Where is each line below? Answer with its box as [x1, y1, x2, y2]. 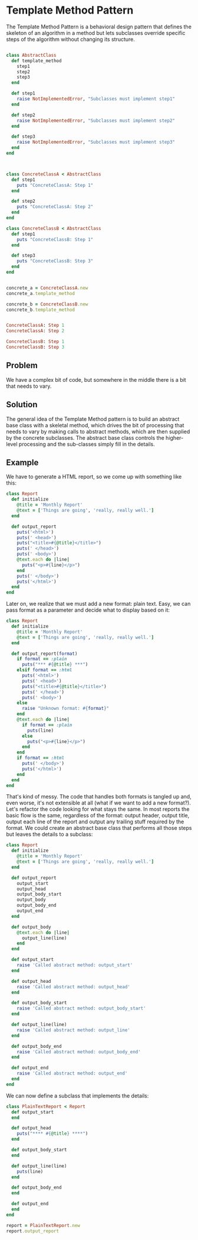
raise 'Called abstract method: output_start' [16, 962, 133, 968]
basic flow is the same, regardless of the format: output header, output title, [6, 812, 190, 819]
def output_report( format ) [11, 651, 78, 657]
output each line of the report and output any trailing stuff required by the [6, 818, 184, 825]
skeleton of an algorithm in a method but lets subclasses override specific [6, 29, 186, 36]
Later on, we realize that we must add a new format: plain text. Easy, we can [6, 600, 191, 608]
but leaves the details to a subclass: [6, 831, 93, 838]
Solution [6, 400, 38, 410]
